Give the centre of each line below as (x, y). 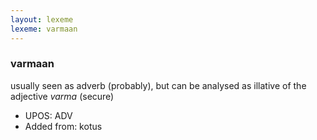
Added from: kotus (63, 126)
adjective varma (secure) (62, 96)
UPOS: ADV (48, 115)
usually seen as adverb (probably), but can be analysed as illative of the (158, 85)
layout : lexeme (42, 19)
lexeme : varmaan (44, 29)
